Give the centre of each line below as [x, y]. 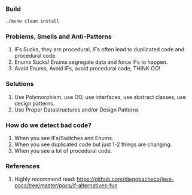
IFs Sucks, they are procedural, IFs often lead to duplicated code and [99, 49]
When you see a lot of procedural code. [63, 151]
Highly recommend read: [45, 179]
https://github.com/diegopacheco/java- [126, 179]
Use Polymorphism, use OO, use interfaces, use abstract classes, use [100, 97]
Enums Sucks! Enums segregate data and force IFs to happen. [91, 62]
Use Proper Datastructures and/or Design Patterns [76, 110]
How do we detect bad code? [49, 125]
